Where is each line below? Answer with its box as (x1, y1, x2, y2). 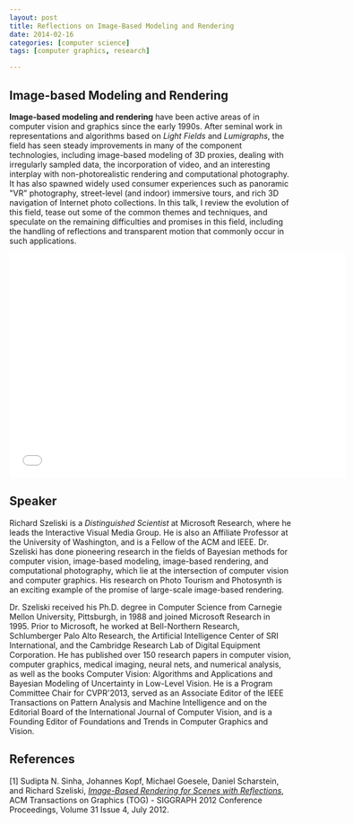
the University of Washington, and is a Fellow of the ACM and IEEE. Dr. (9, 536, 269, 548)
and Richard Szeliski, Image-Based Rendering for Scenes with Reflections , (9, 785, 284, 795)
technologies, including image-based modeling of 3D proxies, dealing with (9, 149, 284, 160)
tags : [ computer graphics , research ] (9, 47, 151, 56)
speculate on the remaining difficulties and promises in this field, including (9, 216, 284, 227)
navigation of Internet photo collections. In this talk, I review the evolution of (9, 197, 289, 207)
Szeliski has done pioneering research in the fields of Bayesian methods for (9, 546, 288, 557)
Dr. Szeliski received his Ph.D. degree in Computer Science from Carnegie (9, 601, 282, 612)
